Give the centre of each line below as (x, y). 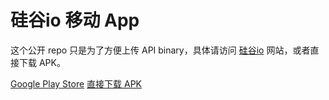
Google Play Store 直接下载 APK (76, 83)
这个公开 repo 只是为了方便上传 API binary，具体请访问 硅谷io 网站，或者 (160, 50)
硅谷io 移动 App (75, 20)
